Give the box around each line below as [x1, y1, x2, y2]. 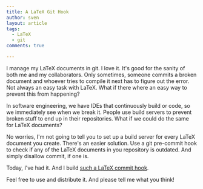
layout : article [6, 20, 47, 26]
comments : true [6, 43, 45, 49]
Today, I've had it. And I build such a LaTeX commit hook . [6, 164, 149, 171]
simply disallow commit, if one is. [6, 152, 89, 159]
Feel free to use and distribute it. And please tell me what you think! [6, 176, 175, 183]
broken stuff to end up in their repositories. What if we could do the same [6, 114, 189, 122]
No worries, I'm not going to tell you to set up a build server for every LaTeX [6, 133, 196, 140]
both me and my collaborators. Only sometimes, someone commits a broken [6, 71, 197, 78]
